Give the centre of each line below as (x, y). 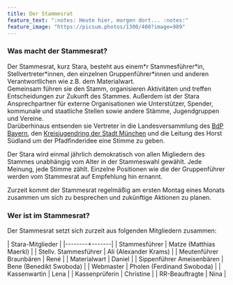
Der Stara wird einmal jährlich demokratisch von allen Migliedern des (106, 154)
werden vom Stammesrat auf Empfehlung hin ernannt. (85, 176)
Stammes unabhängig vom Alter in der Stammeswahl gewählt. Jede (105, 161)
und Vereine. (25, 118)
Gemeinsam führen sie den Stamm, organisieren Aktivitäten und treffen (109, 89)
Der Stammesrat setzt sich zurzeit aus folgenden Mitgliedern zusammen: (112, 231)
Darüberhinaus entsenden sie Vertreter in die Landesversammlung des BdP (115, 126)
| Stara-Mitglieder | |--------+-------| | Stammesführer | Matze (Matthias (111, 244)
